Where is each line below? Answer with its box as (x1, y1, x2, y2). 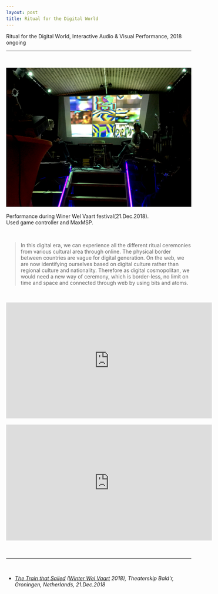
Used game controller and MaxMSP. (6, 218, 94, 226)
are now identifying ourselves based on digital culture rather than (20, 260, 179, 267)
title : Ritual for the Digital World (6, 15, 99, 22)
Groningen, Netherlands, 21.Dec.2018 (14, 580, 106, 588)
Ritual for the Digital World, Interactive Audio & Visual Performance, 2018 (6, 32, 182, 39)
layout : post (6, 9, 38, 15)
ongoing (6, 39, 26, 46)
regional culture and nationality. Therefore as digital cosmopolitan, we (20, 267, 190, 274)
